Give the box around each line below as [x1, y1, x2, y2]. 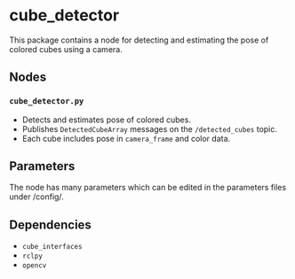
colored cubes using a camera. [9, 43, 123, 54]
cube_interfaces [21, 243, 83, 252]
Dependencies [9, 217, 92, 232]
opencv [21, 261, 47, 270]
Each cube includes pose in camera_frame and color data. [21, 133, 231, 143]
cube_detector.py [9, 97, 84, 106]
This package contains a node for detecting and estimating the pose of [9, 35, 269, 45]
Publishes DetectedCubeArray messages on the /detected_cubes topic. [21, 123, 278, 134]
